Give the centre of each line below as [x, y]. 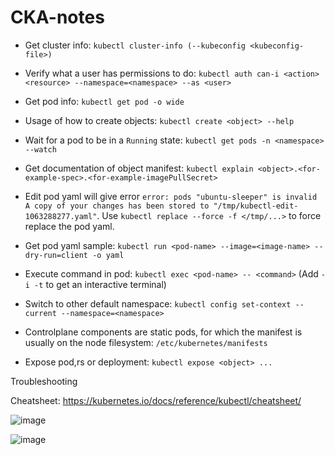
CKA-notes [57, 17]
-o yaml [108, 255]
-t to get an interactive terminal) [100, 284]
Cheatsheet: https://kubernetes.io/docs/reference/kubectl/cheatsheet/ [156, 400]
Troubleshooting [44, 381]
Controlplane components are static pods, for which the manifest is [163, 332]
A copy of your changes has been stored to [117, 206]
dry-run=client [56, 255]
